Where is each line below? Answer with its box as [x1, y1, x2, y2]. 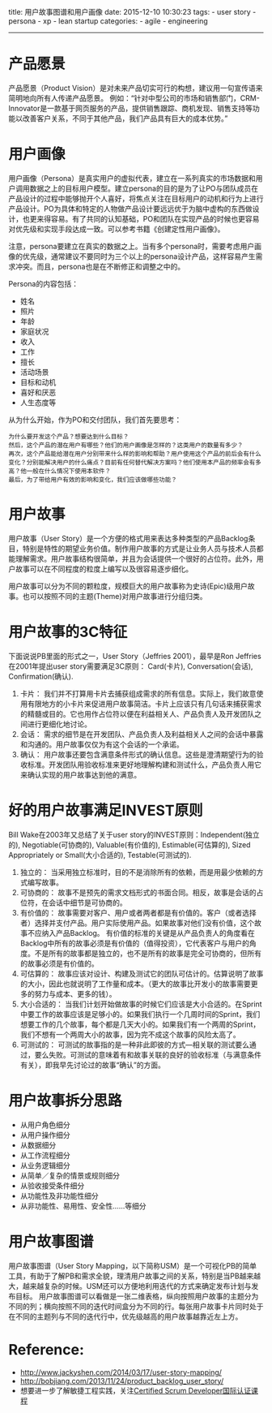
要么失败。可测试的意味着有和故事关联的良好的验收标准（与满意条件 [34, 1049, 261, 1059]
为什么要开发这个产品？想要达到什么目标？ [8, 433, 130, 441]
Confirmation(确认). [8, 671, 74, 681]
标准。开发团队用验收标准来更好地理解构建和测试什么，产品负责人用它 [27, 760, 261, 769]
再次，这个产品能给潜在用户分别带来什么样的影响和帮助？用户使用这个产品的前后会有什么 [8, 450, 261, 458]
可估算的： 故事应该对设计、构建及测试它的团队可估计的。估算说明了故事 [19, 968, 264, 978]
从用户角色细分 [19, 1119, 70, 1130]
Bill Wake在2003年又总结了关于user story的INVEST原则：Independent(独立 [8, 829, 261, 839]
